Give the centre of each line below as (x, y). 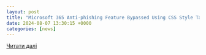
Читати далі (22, 46)
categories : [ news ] (31, 29)
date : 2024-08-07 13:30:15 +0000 (49, 23)
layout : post (23, 12)
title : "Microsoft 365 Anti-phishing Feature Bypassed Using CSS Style (100, 18)
